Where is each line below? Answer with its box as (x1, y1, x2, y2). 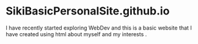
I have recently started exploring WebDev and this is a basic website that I (5, 24, 192, 31)
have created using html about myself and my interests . (5, 30, 147, 37)
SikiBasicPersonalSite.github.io (5, 4, 170, 18)
